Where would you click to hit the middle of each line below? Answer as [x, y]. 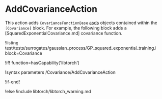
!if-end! [13, 82]
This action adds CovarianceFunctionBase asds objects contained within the [81, 23]
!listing [12, 42]
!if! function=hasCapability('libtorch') [42, 63]
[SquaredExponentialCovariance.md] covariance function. [64, 33]
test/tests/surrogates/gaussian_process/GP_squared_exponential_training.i [81, 48]
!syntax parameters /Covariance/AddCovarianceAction [60, 72]
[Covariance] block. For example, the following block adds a [66, 28]
